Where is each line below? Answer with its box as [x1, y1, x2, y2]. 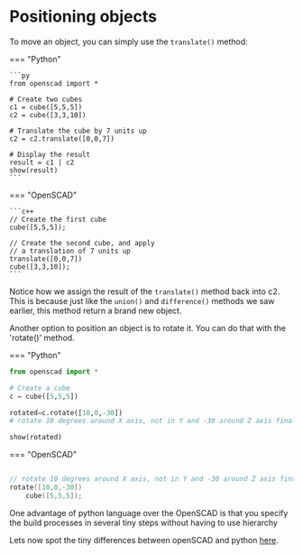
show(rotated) [9, 433, 63, 442]
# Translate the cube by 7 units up [9, 126, 147, 135]
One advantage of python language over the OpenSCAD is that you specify [9, 507, 289, 518]
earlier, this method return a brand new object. [9, 305, 182, 316]
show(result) [9, 165, 59, 175]
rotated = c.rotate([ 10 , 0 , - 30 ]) [9, 408, 124, 417]
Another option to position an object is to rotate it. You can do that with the [9, 322, 287, 333]
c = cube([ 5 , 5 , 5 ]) [9, 392, 78, 401]
